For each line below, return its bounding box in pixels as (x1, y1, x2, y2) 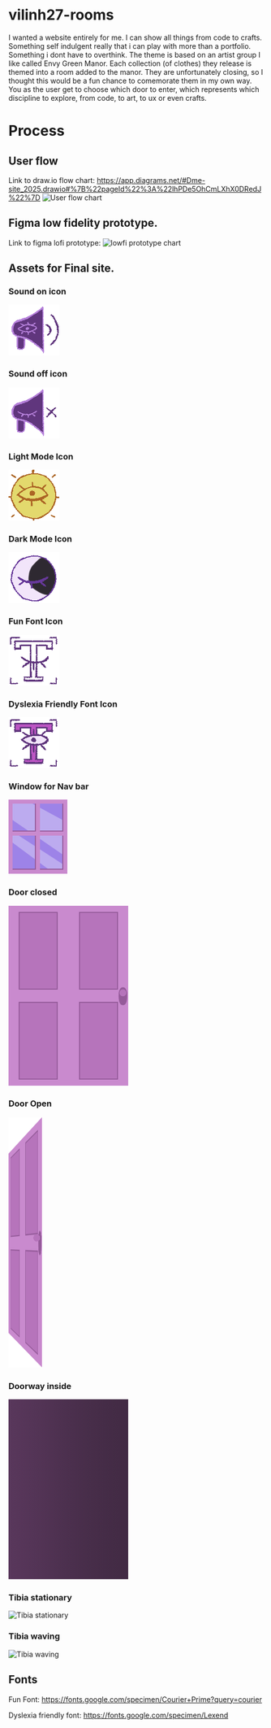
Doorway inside (8, 1380, 71, 1391)
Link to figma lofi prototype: (8, 237, 101, 247)
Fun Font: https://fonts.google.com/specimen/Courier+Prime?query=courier (8, 1694, 262, 1704)
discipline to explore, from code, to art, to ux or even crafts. (8, 93, 207, 102)
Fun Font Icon (8, 616, 63, 627)
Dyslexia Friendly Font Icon (8, 698, 118, 709)
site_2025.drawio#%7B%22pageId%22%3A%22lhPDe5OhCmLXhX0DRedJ (8, 184, 262, 194)
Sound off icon (8, 368, 67, 380)
